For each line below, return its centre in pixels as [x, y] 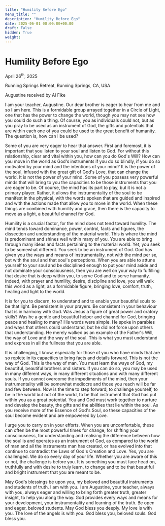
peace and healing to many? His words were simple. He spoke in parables [80, 322]
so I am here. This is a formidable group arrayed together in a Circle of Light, [83, 110]
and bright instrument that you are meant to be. [53, 472]
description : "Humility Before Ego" [43, 19]
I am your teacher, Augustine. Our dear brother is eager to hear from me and [82, 105]
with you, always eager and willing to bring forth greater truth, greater [76, 492]
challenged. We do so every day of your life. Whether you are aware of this [81, 456]
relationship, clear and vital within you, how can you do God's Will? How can [82, 156]
